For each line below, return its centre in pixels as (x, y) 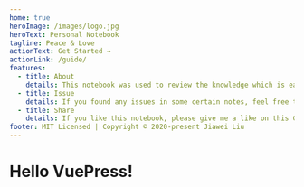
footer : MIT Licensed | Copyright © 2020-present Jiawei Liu (127, 127)
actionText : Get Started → (60, 51)
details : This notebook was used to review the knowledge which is (155, 85)
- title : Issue (46, 93)
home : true (30, 18)
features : (28, 69)
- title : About (46, 77)
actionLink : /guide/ (48, 60)
